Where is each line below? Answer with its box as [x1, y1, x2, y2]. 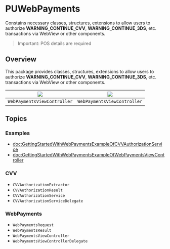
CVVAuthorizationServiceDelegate [12, 198, 83, 203]
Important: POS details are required [17, 40, 92, 46]
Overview [5, 55, 37, 64]
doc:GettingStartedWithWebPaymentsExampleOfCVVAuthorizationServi [12, 141, 163, 147]
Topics [5, 114, 27, 123]
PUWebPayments [5, 3, 80, 15]
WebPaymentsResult [12, 228, 52, 233]
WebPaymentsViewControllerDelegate [12, 239, 88, 244]
